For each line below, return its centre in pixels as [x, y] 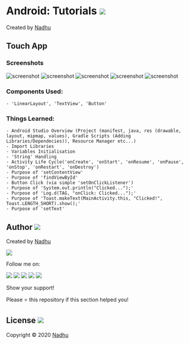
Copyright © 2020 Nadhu [37, 334]
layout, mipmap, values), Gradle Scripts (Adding [69, 136]
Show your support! [30, 288]
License [21, 321]
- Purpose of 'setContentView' [45, 173]
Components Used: [35, 91]
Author [19, 227]
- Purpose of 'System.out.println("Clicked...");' [70, 188]
